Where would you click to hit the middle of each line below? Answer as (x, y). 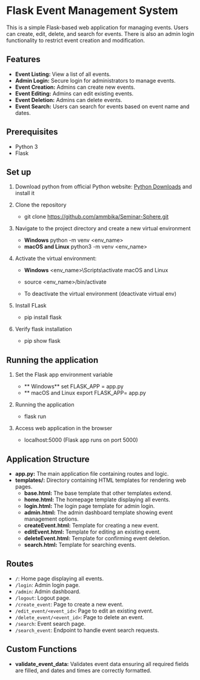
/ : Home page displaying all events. (59, 579)
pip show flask (42, 341)
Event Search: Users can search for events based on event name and (102, 106)
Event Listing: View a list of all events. (63, 74)
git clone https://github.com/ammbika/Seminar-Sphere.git (96, 217)
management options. (51, 519)
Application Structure (48, 459)
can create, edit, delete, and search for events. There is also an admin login (100, 33)
